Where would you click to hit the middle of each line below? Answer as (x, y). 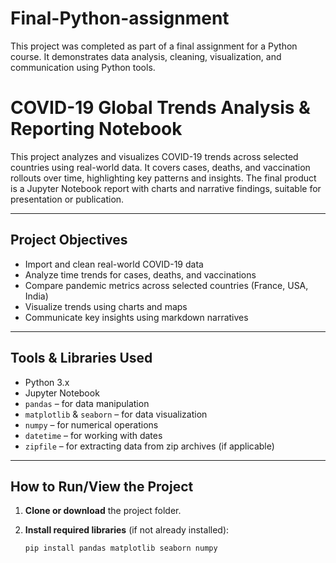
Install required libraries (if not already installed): (127, 530)
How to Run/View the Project (102, 486)
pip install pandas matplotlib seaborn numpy (121, 548)
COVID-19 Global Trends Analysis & (160, 108)
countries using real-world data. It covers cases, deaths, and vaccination (160, 167)
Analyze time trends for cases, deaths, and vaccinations (140, 274)
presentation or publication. (67, 199)
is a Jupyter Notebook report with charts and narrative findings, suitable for (166, 188)
